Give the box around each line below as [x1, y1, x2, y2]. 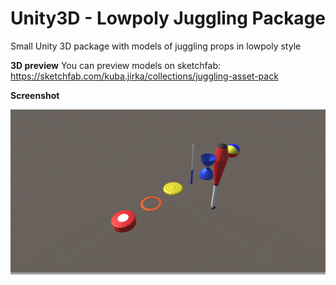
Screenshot [10, 89, 60, 101]
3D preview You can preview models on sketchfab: [10, 59, 222, 71]
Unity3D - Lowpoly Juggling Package [10, 7, 326, 30]
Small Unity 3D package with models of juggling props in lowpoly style [10, 40, 302, 52]
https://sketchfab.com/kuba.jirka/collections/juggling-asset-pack [10, 70, 279, 82]
